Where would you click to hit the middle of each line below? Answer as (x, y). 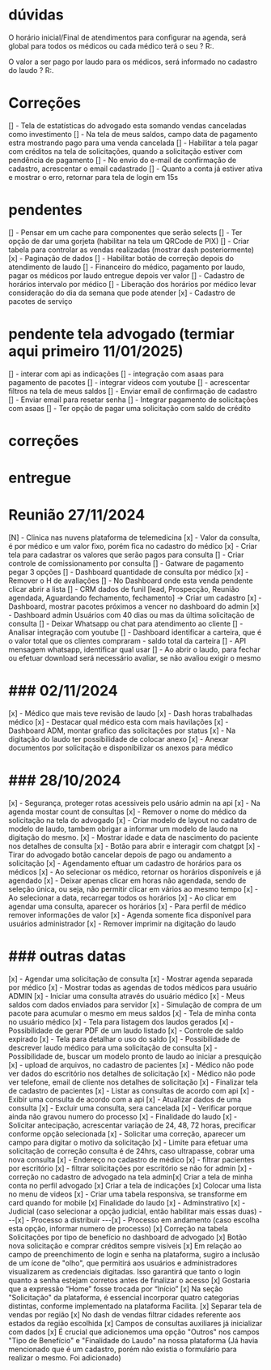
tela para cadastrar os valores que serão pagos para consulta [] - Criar (126, 555)
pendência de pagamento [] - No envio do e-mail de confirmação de (123, 160)
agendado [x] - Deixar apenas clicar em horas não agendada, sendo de (127, 880)
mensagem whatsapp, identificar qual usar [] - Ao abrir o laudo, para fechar (134, 649)
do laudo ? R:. (31, 70)
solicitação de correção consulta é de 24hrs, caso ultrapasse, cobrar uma (131, 1151)
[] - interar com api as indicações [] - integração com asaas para (116, 374)
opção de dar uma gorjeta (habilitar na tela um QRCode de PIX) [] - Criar (129, 241)
